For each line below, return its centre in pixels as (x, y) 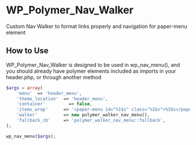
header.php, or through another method (54, 77)
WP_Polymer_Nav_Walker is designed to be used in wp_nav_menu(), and (93, 65)
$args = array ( (24, 88)
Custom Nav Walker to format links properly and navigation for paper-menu (97, 26)
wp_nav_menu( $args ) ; (31, 136)
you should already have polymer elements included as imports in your (91, 71)
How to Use (27, 51)
